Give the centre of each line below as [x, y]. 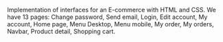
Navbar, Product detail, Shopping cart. [61, 31]
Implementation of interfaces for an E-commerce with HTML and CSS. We [111, 10]
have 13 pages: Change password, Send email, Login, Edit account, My [107, 17]
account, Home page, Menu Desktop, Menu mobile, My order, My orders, [110, 24]
